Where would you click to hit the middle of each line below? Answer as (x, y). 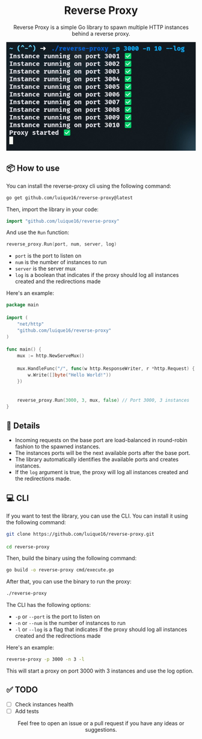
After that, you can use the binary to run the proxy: (69, 582)
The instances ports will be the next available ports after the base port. (103, 452)
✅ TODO (22, 690)
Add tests (27, 711)
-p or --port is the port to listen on (57, 617)
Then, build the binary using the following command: (72, 558)
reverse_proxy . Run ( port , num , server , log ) (62, 244)
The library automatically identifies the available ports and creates (97, 459)
